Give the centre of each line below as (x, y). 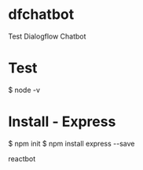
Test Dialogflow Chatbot (47, 36)
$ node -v (24, 90)
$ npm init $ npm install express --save (71, 143)
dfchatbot (41, 15)
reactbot (22, 158)
